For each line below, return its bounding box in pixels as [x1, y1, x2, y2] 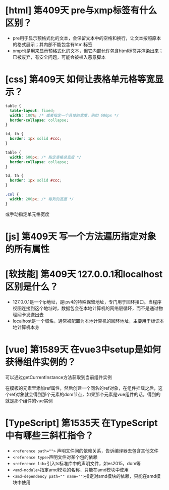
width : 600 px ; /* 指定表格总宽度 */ [10, 155, 82, 160]
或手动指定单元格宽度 [5, 211, 49, 217]
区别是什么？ [5, 281, 59, 292]
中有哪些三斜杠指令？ [5, 430, 94, 441]
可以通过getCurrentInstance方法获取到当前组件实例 [5, 374, 112, 380]
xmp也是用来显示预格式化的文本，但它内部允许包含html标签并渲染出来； [12, 48, 163, 54]
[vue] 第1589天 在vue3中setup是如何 [5, 344, 161, 355]
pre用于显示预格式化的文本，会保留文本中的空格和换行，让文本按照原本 [12, 35, 161, 41]
